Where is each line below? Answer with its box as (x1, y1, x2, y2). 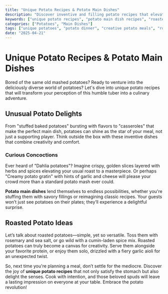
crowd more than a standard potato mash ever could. (5, 178, 115, 185)
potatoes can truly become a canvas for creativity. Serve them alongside (5, 242, 155, 248)
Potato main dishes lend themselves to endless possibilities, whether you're (5, 188, 162, 194)
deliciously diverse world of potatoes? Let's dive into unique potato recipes (5, 84, 160, 90)
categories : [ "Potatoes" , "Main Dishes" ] (5, 21, 93, 26)
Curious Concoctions (5, 151, 58, 158)
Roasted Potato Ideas (5, 218, 73, 227)
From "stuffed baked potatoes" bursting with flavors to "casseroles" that (5, 123, 154, 129)
